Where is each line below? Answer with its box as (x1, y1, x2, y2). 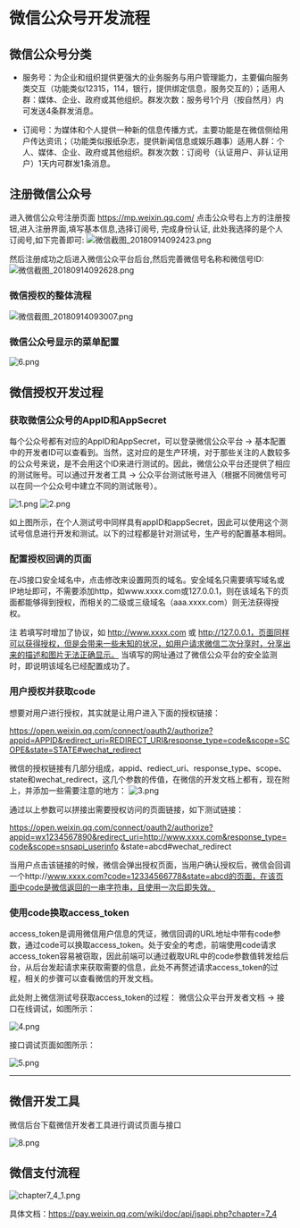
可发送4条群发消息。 (21, 106, 98, 116)
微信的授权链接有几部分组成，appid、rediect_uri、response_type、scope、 (9, 762, 287, 774)
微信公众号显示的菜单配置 (9, 336, 120, 349)
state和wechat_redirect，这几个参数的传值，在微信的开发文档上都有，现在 (9, 774, 283, 784)
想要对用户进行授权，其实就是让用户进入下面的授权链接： (9, 707, 221, 718)
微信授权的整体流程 (9, 289, 92, 301)
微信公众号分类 (9, 47, 92, 62)
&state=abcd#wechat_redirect (120, 841, 232, 851)
